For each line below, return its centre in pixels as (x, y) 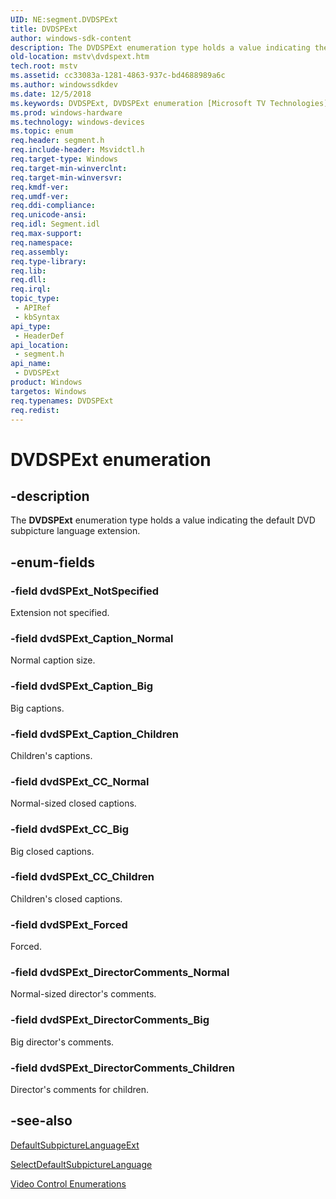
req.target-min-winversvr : (66, 177)
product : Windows (46, 382)
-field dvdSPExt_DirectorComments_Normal (120, 973)
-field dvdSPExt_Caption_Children (94, 734)
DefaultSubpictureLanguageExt (75, 1145)
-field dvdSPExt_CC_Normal (80, 781)
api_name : (31, 364)
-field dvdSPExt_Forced (69, 924)
